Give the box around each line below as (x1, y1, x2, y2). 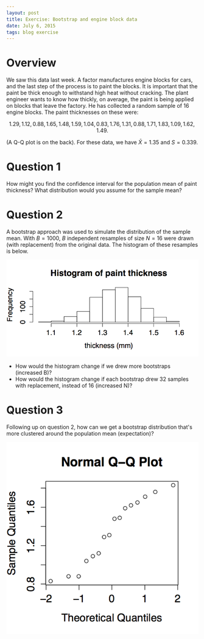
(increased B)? (15, 369, 52, 376)
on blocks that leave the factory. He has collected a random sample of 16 (6, 102, 189, 110)
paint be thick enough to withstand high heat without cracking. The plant (6, 89, 189, 97)
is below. (6, 247, 29, 255)
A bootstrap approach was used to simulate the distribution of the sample (6, 228, 191, 236)
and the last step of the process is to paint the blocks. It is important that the (6, 83, 198, 90)
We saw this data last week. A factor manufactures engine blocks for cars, (6, 76, 193, 83)
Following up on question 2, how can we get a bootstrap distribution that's (6, 423, 193, 431)
